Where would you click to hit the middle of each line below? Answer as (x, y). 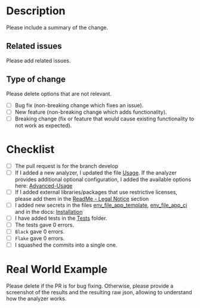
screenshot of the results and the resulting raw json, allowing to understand (99, 293)
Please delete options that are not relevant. (59, 94)
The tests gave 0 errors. (44, 225)
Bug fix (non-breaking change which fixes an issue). (79, 105)
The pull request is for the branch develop (66, 166)
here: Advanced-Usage (44, 185)
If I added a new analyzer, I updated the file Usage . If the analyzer (96, 172)
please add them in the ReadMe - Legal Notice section (82, 198)
